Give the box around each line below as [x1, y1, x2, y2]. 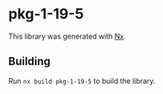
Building [8, 55, 51, 68]
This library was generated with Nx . [8, 31, 126, 41]
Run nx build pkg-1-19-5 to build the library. [8, 76, 156, 85]
